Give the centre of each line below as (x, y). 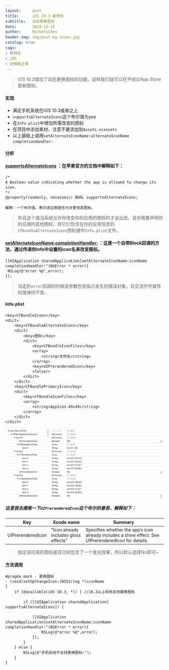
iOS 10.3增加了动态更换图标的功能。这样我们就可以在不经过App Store (89, 79)
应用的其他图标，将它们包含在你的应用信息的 (68, 224)
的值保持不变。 (33, 292)
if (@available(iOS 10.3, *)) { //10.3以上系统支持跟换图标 (75, 592)
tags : (11, 48)
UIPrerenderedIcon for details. (117, 540)
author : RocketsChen (31, 32)
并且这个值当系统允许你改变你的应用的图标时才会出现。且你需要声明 (88, 218)
